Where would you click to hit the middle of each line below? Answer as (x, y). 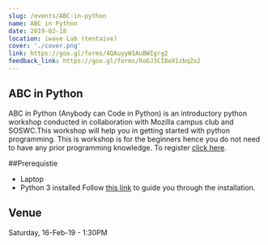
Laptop (32, 179)
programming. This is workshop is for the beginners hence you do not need (134, 139)
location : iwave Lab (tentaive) (63, 38)
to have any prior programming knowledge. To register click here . (117, 147)
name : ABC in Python (43, 23)
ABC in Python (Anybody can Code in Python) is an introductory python (128, 113)
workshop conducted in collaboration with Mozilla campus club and (121, 121)
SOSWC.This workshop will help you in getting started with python (119, 130)
